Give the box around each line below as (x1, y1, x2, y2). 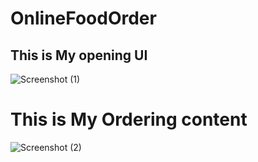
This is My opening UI (10, 47, 148, 64)
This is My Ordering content (10, 108, 248, 131)
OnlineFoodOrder (10, 7, 157, 30)
